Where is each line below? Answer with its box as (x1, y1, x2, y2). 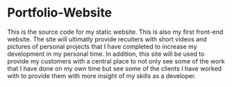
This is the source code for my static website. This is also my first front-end (7, 28, 224, 36)
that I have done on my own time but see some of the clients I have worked (7, 64, 222, 72)
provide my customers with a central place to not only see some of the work (7, 57, 225, 65)
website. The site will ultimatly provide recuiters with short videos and (7, 35, 207, 43)
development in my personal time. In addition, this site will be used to (7, 50, 205, 58)
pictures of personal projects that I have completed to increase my (7, 42, 197, 50)
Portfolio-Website (7, 5, 113, 21)
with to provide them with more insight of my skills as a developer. (7, 71, 197, 80)
